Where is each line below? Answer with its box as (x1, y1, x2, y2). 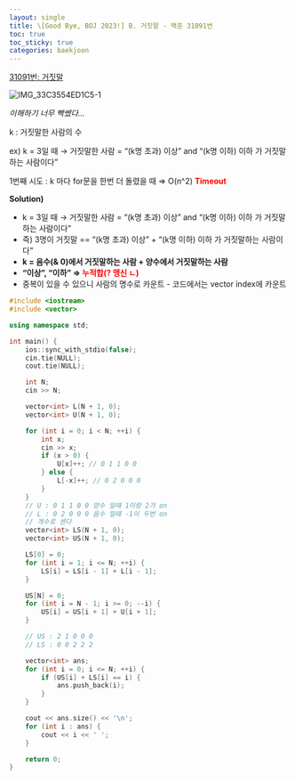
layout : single (9, 12, 66, 22)
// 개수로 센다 (25, 517, 72, 526)
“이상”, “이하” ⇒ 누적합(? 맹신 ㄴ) (21, 268, 140, 279)
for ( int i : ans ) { (25, 722, 101, 731)
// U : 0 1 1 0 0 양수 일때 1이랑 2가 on (25, 500, 168, 510)
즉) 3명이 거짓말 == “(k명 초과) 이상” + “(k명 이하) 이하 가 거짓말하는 (21, 234, 260, 245)
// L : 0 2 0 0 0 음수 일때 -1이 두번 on (25, 509, 168, 518)
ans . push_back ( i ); (56, 681, 125, 690)
